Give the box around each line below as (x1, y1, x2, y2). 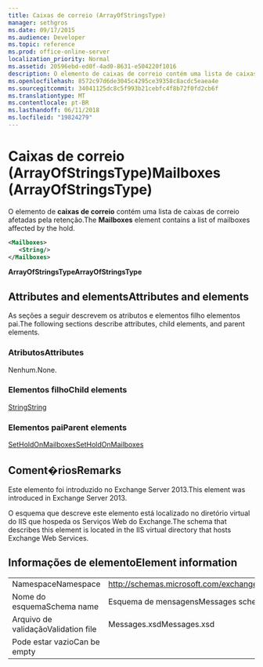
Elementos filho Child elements (8, 385, 128, 395)
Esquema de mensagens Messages (108, 596, 237, 607)
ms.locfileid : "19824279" (8, 114, 92, 122)
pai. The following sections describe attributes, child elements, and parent (8, 319, 245, 329)
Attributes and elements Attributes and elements (8, 290, 249, 303)
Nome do (12, 591, 46, 602)
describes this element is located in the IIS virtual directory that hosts (8, 525, 232, 534)
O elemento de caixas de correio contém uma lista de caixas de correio (8, 206, 240, 216)
